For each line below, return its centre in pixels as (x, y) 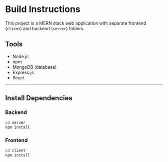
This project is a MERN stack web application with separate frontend (76, 23)
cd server (15, 123)
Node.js (20, 56)
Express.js (23, 72)
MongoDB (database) (34, 67)
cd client (15, 151)
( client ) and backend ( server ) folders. (45, 28)
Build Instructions (43, 9)
